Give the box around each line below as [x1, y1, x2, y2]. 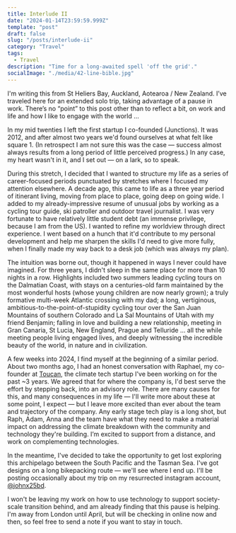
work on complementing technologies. [7, 437, 119, 446]
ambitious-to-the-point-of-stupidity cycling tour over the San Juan [7, 303, 201, 311]
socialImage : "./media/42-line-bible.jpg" [7, 69, 134, 76]
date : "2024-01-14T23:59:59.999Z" [7, 17, 110, 24]
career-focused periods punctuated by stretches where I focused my [7, 176, 208, 185]
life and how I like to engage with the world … [7, 111, 140, 120]
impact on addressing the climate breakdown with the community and [7, 422, 211, 430]
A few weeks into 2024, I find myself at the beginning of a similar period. [7, 355, 219, 363]
